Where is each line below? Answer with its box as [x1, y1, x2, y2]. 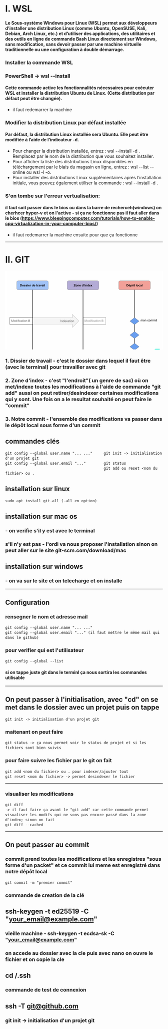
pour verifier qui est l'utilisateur [5, 646, 84, 653]
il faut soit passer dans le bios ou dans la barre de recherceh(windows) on [5, 205, 162, 211]
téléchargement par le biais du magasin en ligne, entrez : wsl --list [12, 164, 149, 170]
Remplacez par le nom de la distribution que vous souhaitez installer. [12, 153, 154, 159]
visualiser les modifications [5, 790, 74, 797]
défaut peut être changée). [5, 96, 62, 102]
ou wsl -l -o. [26, 169, 51, 175]
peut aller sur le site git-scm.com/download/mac [5, 547, 126, 554]
